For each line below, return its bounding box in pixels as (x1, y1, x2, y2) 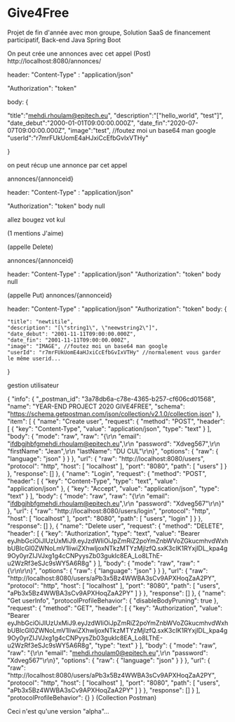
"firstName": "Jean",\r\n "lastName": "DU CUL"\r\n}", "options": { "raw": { (7, 446, 219, 455)
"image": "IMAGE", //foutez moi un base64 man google (7, 342, 168, 349)
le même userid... (7, 355, 61, 362)
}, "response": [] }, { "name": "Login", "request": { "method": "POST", (7, 469, 207, 477)
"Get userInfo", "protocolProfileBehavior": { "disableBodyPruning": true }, (7, 596, 219, 605)
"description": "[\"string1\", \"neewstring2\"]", (7, 324, 159, 331)
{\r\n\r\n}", (7, 566, 37, 574)
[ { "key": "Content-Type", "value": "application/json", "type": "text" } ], (7, 424, 212, 433)
